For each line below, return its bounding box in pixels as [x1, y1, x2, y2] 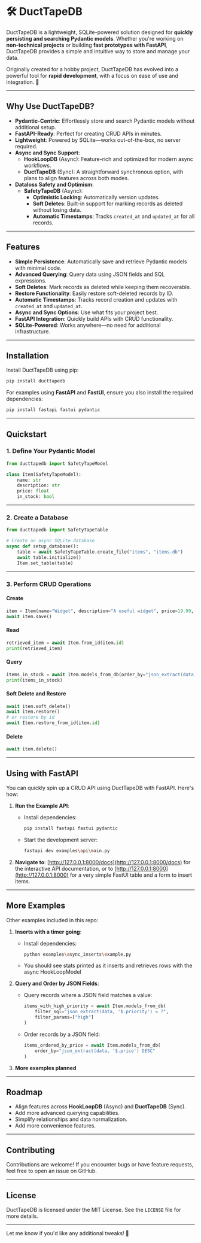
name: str [17, 477, 42, 483]
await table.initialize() [17, 554, 82, 560]
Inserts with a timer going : [14, 928, 82, 935]
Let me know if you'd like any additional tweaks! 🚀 [6, 1229, 130, 1236]
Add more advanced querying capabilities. [14, 1110, 120, 1117]
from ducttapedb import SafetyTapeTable [6, 527, 109, 533]
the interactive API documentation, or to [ [14, 865, 117, 872]
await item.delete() [6, 746, 58, 752]
